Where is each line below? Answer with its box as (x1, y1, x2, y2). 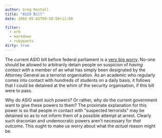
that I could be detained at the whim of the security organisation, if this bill (5, 82, 155, 88)
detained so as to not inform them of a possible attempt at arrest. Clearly (5, 113, 151, 118)
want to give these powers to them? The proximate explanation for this (5, 102, 147, 108)
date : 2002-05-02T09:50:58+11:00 (5, 16, 73, 21)
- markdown (9, 34, 32, 39)
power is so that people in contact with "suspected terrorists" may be (5, 107, 145, 113)
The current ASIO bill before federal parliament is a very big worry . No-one (5, 57, 156, 62)
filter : (5, 25, 21, 30)
